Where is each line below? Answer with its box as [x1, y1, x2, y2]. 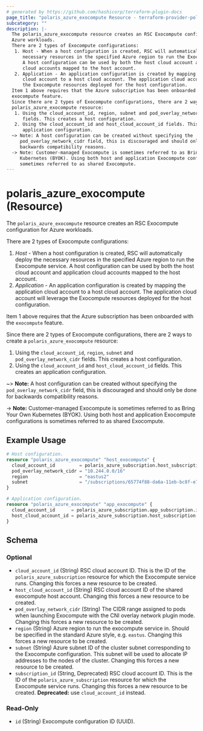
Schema [6, 535, 38, 545]
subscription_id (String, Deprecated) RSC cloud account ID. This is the [14, 670, 193, 677]
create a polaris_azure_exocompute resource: [6, 337, 118, 345]
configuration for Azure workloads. [6, 226, 94, 234]
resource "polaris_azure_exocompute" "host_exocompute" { [6, 456, 155, 463]
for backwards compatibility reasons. [6, 393, 99, 400]
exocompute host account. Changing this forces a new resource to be [14, 592, 189, 600]
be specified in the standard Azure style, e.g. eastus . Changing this [14, 631, 182, 638]
